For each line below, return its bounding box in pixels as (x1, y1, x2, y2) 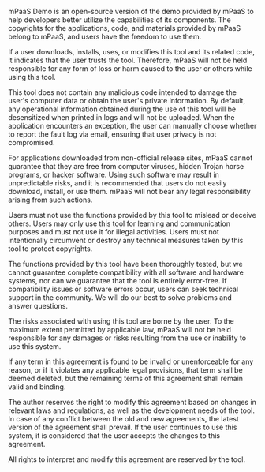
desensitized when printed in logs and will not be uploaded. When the (8, 113, 235, 122)
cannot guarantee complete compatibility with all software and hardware (8, 268, 244, 277)
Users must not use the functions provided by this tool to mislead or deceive (8, 211, 256, 219)
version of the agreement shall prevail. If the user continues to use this (8, 422, 237, 432)
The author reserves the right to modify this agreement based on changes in (8, 398, 256, 406)
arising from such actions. (8, 195, 93, 204)
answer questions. (8, 302, 69, 310)
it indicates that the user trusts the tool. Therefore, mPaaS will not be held (8, 55, 248, 65)
